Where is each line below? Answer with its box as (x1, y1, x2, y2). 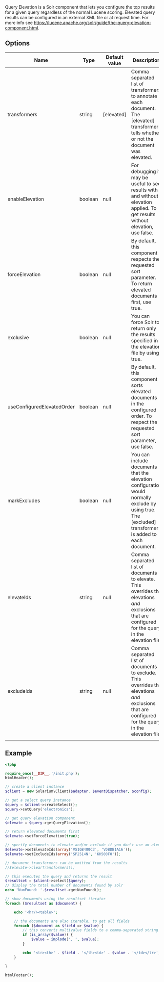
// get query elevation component (5, 816, 76, 821)
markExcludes (7, 497, 41, 504)
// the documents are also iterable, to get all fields (14, 919, 130, 924)
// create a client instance (5, 784, 64, 789)
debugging (131, 168, 156, 175)
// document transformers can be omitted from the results (5, 860, 128, 865)
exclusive (7, 334, 29, 341)
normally (131, 494, 151, 501)
